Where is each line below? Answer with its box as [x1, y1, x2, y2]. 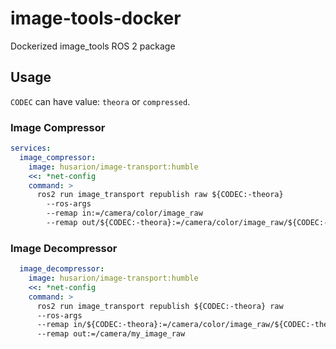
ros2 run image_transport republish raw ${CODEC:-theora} [36, 190, 284, 200]
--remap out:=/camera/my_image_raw [36, 329, 186, 339]
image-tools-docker [10, 7, 182, 30]
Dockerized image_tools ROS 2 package [10, 40, 176, 52]
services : [10, 143, 52, 154]
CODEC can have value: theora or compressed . [10, 95, 191, 107]
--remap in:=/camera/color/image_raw [46, 208, 203, 219]
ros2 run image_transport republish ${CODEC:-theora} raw [36, 301, 284, 311]
